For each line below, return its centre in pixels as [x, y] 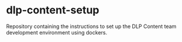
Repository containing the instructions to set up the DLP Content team [91, 26]
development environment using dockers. [57, 32]
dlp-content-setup [53, 10]
